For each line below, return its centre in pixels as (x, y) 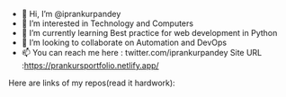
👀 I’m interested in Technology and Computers (107, 23)
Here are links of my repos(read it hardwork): (92, 83)
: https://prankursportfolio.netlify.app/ (90, 66)
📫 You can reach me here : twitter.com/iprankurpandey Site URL (142, 53)
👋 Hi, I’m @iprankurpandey (71, 14)
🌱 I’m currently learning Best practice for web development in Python (149, 33)
